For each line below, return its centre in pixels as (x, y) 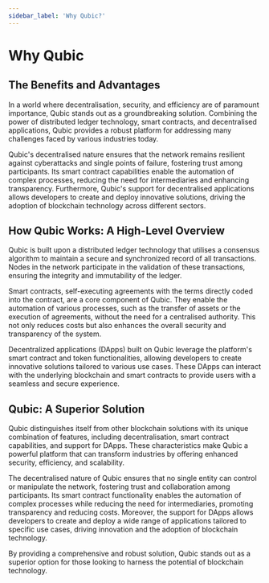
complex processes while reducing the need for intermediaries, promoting (131, 504)
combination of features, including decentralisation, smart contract (119, 437)
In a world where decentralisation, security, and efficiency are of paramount (134, 105)
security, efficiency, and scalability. (67, 462)
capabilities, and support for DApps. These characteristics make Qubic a (128, 445)
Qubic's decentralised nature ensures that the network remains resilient (126, 154)
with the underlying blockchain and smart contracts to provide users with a (132, 376)
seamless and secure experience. (64, 384)
